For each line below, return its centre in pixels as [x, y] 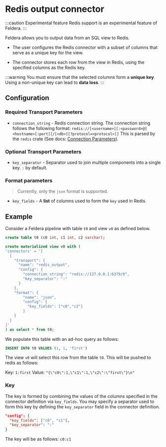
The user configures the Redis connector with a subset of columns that [85, 47]
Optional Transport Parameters [43, 151]
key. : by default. [30, 168]
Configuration [27, 98]
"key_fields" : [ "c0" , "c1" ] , [40, 420]
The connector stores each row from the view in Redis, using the [78, 62]
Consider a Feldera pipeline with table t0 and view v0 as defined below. [78, 229]
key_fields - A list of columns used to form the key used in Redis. [79, 201]
